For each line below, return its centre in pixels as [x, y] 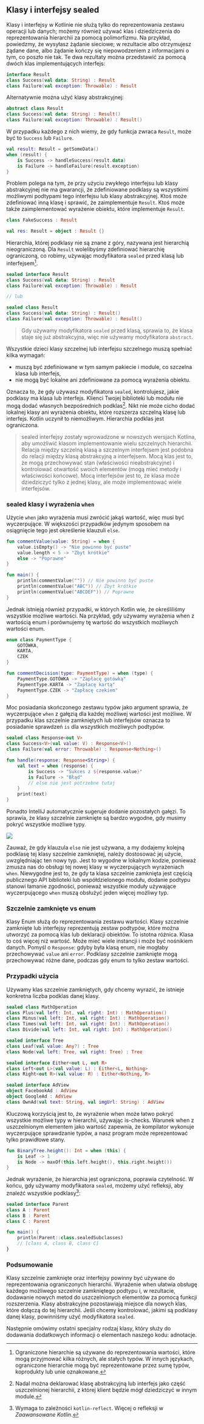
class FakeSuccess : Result [42, 220]
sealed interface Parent [38, 1204]
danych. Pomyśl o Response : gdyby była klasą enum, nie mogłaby [87, 948]
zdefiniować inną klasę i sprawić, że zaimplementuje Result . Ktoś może [96, 202]
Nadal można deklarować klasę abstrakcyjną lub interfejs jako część [100, 1384]
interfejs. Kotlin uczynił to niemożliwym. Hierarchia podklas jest [85, 418]
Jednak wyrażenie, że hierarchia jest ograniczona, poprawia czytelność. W [100, 1179]
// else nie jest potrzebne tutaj [72, 783]
